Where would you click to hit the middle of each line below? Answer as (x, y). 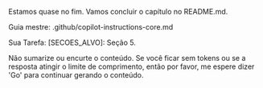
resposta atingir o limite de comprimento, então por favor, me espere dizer (131, 66)
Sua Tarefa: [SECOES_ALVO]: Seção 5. (72, 42)
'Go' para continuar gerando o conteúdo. (76, 75)
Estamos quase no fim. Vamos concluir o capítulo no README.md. (118, 12)
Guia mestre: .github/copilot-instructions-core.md (91, 27)
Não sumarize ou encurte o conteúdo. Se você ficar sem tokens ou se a (127, 58)
